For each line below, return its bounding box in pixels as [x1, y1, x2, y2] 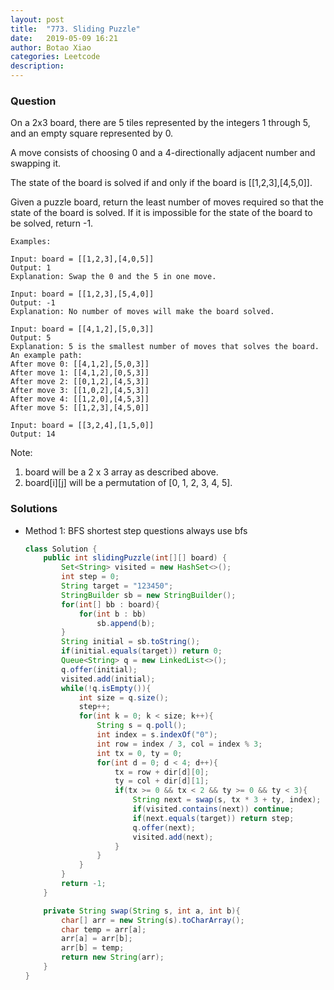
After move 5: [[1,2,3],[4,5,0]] [10, 403, 150, 413]
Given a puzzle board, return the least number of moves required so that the [10, 196, 324, 208]
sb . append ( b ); [96, 618, 156, 628]
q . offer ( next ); [132, 822, 196, 833]
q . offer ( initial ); [61, 664, 138, 675]
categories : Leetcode [10, 52, 101, 62]
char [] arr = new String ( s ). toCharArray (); [61, 915, 245, 925]
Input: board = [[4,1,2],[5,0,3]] [10, 324, 155, 335]
